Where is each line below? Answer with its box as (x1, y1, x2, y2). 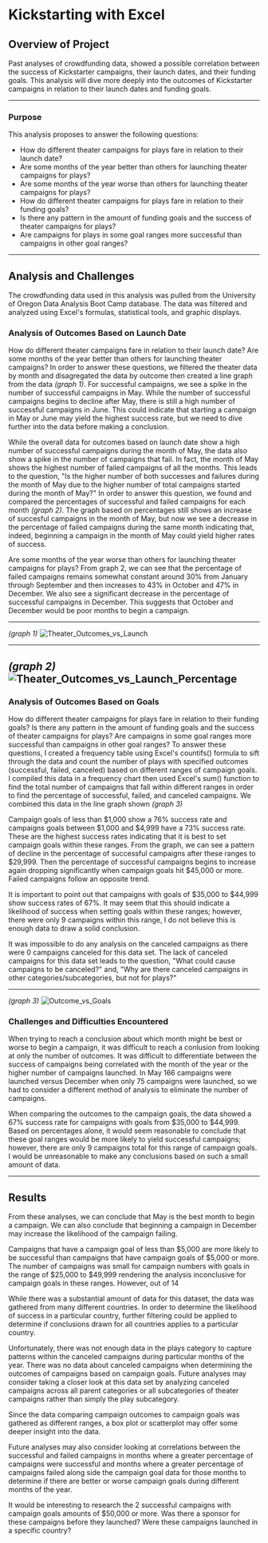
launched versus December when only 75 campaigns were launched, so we (8, 1077, 258, 1086)
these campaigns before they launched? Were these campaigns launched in (8, 1517, 258, 1527)
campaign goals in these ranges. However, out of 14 (8, 1278, 179, 1288)
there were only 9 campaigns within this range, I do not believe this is (8, 915, 236, 925)
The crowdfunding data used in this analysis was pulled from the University (8, 290, 257, 301)
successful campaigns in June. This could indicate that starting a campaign (8, 405, 257, 415)
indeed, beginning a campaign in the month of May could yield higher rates (8, 531, 255, 540)
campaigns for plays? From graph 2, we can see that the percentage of (8, 564, 242, 573)
